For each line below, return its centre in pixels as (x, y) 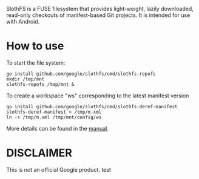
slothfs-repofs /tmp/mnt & (40, 84)
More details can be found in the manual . (58, 128)
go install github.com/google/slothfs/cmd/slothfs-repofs (81, 74)
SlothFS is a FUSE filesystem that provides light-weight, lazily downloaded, (100, 9)
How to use (35, 46)
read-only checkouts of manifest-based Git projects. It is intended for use (98, 15)
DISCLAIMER (39, 153)
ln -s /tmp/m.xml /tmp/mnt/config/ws (54, 117)
